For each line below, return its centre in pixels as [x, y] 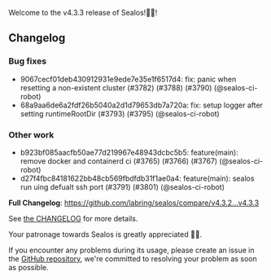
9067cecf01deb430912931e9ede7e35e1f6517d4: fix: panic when [128, 79]
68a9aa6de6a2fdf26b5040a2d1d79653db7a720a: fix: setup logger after [141, 105]
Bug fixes [28, 61]
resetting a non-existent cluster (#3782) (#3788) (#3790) [116, 87]
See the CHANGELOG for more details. [73, 218]
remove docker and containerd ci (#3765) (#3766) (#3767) [119, 161]
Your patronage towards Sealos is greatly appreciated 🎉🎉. [105, 234]
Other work [31, 134]
